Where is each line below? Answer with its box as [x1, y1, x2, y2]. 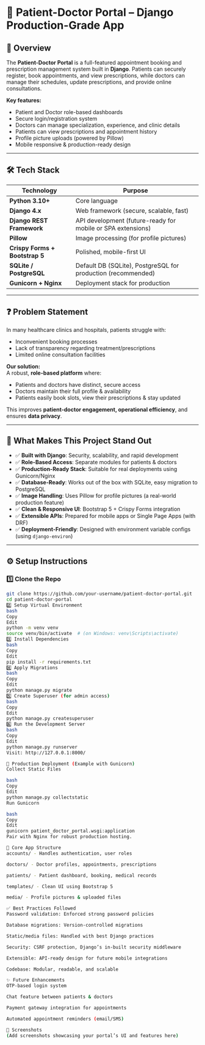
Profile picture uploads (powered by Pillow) [15, 134, 124, 142]
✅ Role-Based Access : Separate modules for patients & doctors [15, 459, 177, 466]
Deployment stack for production [75, 279, 170, 287]
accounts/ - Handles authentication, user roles [6, 850, 132, 856]
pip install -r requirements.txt [6, 659, 92, 665]
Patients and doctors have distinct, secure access [15, 381, 141, 388]
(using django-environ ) [15, 533, 73, 540]
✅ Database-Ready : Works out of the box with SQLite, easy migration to [15, 479, 198, 486]
